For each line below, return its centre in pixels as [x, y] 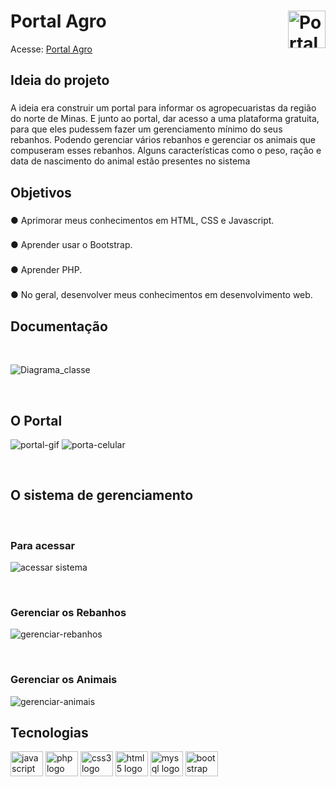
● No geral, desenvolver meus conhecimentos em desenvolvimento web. [161, 295]
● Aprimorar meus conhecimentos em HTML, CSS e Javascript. [142, 220]
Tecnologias [49, 733]
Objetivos [41, 192]
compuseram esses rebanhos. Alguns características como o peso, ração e [166, 151]
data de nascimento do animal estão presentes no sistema [130, 161]
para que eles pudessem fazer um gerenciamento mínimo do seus [146, 129]
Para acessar [43, 545]
